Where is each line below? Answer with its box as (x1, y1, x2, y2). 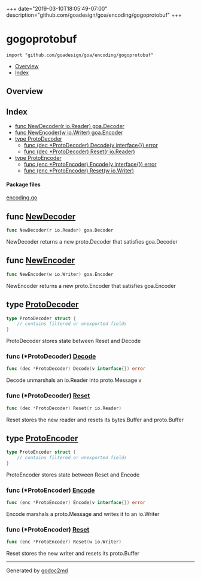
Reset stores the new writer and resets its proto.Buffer (6, 550, 139, 557)
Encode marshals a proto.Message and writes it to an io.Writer (6, 511, 160, 518)
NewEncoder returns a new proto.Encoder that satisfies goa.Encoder (6, 282, 176, 289)
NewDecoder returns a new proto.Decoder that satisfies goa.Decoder (6, 238, 178, 245)
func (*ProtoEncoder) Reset (6, 526, 90, 534)
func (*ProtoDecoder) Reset (6, 391, 90, 400)
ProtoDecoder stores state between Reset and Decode (6, 338, 141, 345)
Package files (6, 181, 41, 188)
